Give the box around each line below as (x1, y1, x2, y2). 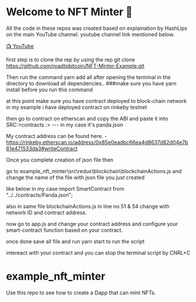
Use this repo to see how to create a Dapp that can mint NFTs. (6, 289, 156, 296)
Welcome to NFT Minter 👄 (6, 5, 133, 19)
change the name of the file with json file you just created (6, 174, 145, 181)
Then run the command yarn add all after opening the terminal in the (6, 73, 171, 81)
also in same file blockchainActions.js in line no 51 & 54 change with (6, 203, 170, 210)
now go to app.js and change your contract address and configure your (6, 220, 178, 227)
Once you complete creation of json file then (6, 156, 114, 163)
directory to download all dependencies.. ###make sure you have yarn (6, 80, 177, 87)
